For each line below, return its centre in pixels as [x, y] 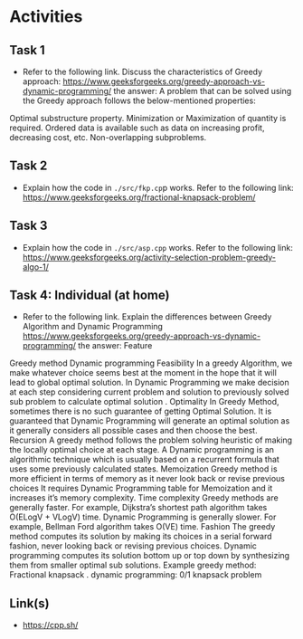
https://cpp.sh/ [50, 625]
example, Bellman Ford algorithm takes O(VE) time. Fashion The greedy [142, 527]
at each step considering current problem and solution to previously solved [149, 392]
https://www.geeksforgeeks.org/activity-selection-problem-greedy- [149, 257]
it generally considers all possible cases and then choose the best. [133, 431]
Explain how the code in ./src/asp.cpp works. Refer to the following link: [158, 247]
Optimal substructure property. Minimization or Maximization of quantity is [148, 118]
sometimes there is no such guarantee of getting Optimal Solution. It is [141, 411]
